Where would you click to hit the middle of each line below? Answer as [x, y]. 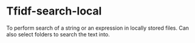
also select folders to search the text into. [58, 34]
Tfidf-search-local [54, 11]
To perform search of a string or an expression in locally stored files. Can [98, 28]
